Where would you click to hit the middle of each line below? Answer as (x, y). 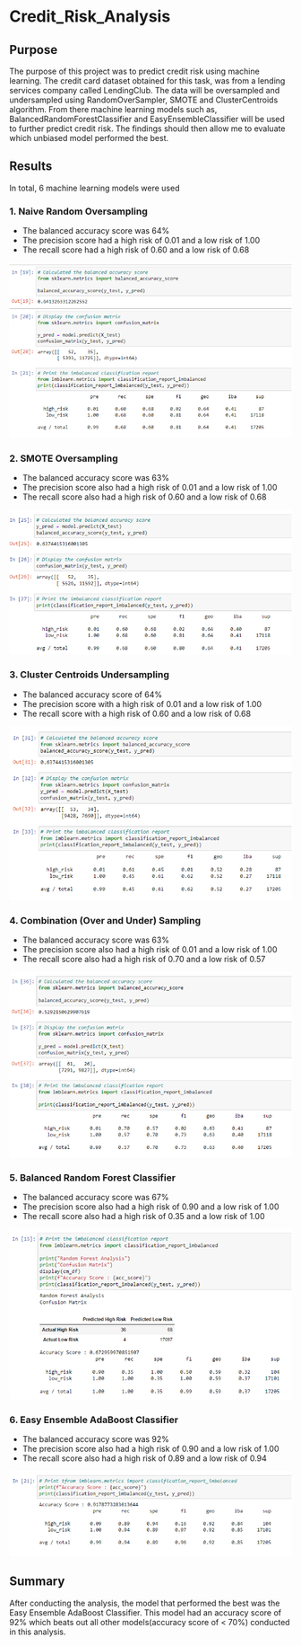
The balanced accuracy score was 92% (96, 1439)
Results (31, 167)
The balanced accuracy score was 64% (96, 231)
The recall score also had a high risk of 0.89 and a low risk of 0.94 (144, 1458)
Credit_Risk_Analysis (90, 17)
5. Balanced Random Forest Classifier (93, 1177)
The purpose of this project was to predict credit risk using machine (134, 71)
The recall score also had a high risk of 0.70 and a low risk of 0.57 (144, 960)
